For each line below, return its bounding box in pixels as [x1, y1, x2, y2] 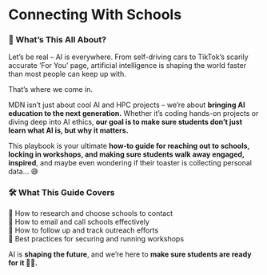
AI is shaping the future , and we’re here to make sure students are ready [8, 249, 252, 259]
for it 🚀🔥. [8, 257, 38, 267]
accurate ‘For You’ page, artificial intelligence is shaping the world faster [8, 61, 247, 70]
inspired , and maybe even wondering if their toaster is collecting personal [8, 158, 252, 168]
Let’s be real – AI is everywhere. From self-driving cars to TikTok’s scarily [8, 52, 249, 62]
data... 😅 [8, 166, 38, 177]
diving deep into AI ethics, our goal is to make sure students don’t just [8, 118, 242, 127]
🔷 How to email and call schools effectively [8, 217, 150, 226]
